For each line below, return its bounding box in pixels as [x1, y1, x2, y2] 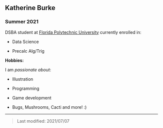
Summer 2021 [5, 18, 39, 25]
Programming [12, 85, 40, 91]
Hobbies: [5, 57, 24, 63]
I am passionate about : [5, 67, 51, 72]
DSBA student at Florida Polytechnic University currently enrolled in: [5, 29, 142, 35]
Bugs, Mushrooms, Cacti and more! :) [12, 104, 87, 110]
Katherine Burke [5, 4, 56, 12]
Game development [12, 95, 52, 100]
